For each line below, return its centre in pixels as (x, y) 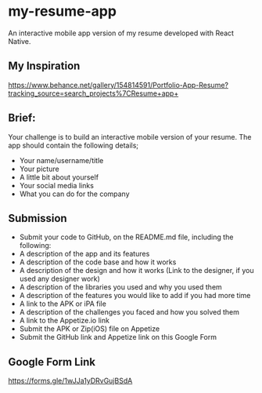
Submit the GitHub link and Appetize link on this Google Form (118, 337)
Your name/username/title (61, 160)
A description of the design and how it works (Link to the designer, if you (136, 271)
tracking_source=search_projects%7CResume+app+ (93, 93)
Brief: (22, 118)
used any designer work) (59, 279)
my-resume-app (63, 11)
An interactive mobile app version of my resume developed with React (121, 33)
